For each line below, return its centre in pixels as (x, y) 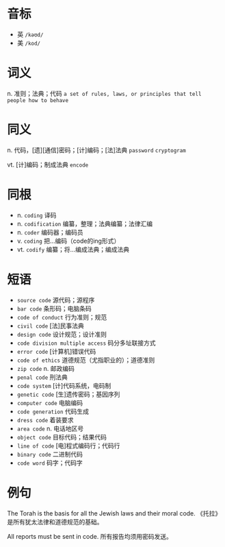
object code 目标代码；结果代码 (62, 437)
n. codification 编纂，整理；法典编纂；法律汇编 (84, 223)
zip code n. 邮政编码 (46, 368)
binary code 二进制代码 (50, 454)
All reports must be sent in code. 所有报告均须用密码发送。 (90, 536)
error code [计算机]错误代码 (56, 351)
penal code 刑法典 (42, 377)
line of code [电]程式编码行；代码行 (68, 446)
